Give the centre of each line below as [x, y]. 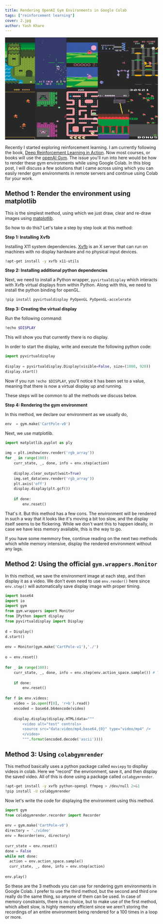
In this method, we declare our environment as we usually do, [66, 414]
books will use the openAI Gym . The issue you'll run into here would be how [81, 158]
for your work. [19, 178]
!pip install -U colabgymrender [38, 791]
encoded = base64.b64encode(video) [50, 708]
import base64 [19, 596]
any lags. [14, 549]
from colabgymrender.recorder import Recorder [53, 815]
